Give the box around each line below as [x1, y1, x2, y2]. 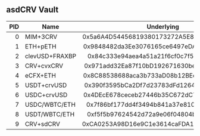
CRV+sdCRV [24, 119, 61, 128]
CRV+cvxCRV [24, 61, 64, 70]
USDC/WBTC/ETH [24, 100, 76, 109]
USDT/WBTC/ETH [24, 110, 75, 118]
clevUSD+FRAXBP [24, 52, 76, 60]
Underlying [146, 22, 180, 30]
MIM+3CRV [24, 32, 58, 41]
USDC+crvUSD [24, 91, 68, 99]
